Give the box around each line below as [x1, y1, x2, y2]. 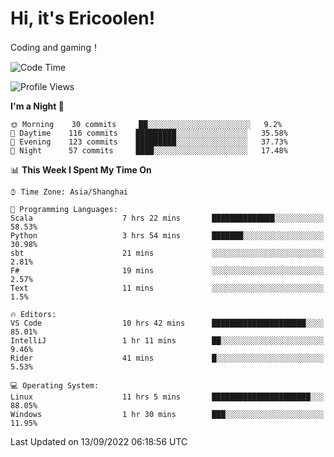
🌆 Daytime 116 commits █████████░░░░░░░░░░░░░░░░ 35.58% [10, 128, 288, 138]
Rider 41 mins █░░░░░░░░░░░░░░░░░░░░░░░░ [10, 353, 325, 363]
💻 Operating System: [10, 380, 100, 391]
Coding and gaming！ [10, 41, 100, 53]
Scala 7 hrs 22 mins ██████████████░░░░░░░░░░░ [10, 213, 325, 223]
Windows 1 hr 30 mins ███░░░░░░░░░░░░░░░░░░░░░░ [10, 409, 325, 419]
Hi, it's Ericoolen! [10, 7, 156, 30]
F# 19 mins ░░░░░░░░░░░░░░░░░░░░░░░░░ [10, 265, 325, 276]
